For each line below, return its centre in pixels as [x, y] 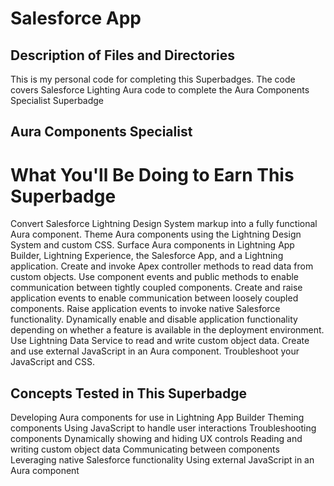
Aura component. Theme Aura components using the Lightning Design [156, 234]
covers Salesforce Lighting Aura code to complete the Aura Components [160, 90]
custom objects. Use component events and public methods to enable [155, 277]
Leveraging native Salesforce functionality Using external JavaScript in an [162, 460]
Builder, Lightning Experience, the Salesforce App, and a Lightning [147, 256]
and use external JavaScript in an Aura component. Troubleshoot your [155, 351]
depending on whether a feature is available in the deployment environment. [167, 330]
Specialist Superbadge [57, 100]
